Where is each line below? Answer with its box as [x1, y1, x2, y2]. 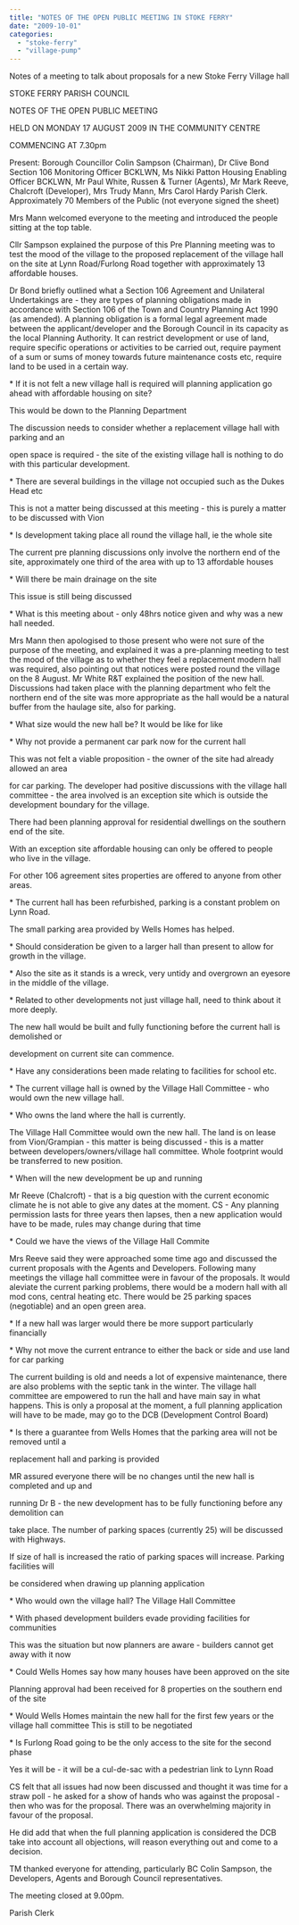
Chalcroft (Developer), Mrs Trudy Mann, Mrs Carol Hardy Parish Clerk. [9, 186, 268, 197]
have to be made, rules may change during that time [9, 1218, 202, 1229]
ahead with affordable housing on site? [9, 388, 153, 398]
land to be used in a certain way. [9, 361, 129, 372]
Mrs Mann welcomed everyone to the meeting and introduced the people [9, 213, 278, 223]
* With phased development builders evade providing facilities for [9, 1613, 251, 1624]
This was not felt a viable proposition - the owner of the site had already [9, 754, 275, 765]
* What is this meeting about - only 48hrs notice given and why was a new [9, 608, 284, 619]
